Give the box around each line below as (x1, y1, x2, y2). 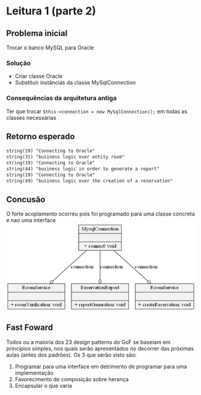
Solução (6, 59, 31, 67)
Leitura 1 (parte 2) (6, 4, 97, 18)
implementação (14, 369, 54, 376)
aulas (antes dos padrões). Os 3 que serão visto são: (6, 351, 137, 358)
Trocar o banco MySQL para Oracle (6, 44, 94, 51)
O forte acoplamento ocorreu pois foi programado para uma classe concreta (6, 210, 195, 217)
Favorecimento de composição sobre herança (14, 375, 129, 382)
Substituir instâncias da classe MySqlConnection (14, 79, 136, 86)
